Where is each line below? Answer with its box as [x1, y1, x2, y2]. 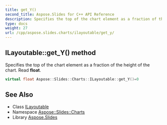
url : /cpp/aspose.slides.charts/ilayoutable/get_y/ [5, 30, 114, 35]
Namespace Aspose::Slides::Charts [12, 109, 85, 115]
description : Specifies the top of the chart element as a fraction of [5, 16, 157, 21]
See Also [5, 90, 33, 99]
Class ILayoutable [12, 104, 49, 110]
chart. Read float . [5, 67, 41, 73]
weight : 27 [5, 26, 28, 31]
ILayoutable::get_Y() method [5, 49, 96, 57]
